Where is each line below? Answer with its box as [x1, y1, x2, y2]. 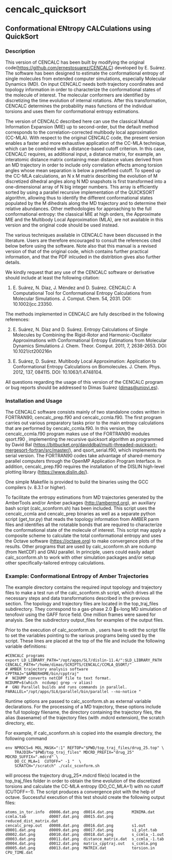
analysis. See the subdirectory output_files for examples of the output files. [5, 617, 164, 623]
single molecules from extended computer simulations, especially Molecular [5, 76, 166, 82]
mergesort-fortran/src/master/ [5, 447, 70, 453]
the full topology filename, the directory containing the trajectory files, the [5, 709, 162, 715]
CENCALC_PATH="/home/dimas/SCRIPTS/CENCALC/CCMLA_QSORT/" [5, 662, 132, 667]
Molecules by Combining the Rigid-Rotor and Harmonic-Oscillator [12, 331, 152, 338]
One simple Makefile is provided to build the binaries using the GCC [5, 479, 149, 485]
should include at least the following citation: [5, 274, 100, 281]
